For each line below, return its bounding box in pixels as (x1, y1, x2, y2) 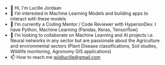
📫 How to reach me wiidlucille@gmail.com (10, 54, 101, 60)
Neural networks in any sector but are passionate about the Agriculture (10, 37, 160, 44)
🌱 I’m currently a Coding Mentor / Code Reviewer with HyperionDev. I (10, 21, 156, 27)
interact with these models (10, 16, 66, 21)
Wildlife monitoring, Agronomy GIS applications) (10, 49, 111, 54)
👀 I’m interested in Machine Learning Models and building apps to (10, 10, 149, 16)
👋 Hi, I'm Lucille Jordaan (10, 5, 62, 11)
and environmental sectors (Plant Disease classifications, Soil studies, (10, 43, 157, 49)
